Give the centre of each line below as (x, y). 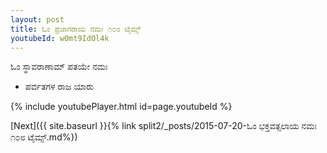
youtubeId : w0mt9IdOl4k (60, 38)
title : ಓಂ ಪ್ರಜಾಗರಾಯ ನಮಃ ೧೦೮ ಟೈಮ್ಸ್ (76, 29)
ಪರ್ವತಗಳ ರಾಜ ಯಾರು (59, 87)
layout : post (37, 19)
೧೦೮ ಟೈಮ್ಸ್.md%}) (44, 137)
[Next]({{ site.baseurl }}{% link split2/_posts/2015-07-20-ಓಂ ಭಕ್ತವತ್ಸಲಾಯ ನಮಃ (163, 126)
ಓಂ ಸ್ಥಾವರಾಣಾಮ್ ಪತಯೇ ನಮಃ (59, 67)
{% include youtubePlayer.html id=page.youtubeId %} (121, 107)
